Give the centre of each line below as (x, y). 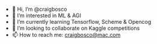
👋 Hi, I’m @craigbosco (39, 9)
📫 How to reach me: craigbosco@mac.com (66, 35)
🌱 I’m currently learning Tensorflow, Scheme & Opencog (82, 22)
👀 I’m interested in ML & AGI (46, 15)
